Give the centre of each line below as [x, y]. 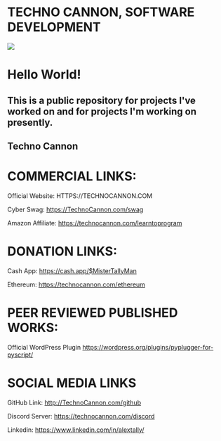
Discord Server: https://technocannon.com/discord [81, 416]
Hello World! [44, 75]
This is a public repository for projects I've [102, 100]
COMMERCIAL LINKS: [72, 177]
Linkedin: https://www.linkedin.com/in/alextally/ [76, 430]
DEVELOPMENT [54, 27]
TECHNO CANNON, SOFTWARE [101, 12]
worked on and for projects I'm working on [102, 111]
